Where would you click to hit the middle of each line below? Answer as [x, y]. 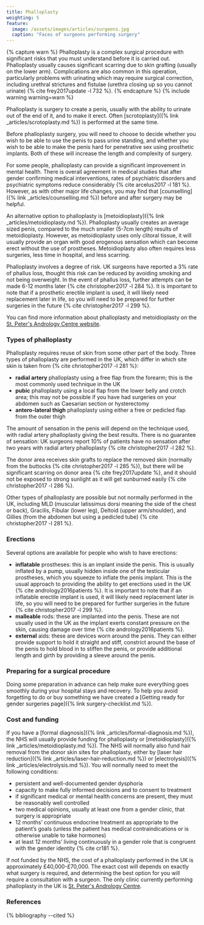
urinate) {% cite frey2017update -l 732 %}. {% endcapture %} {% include [98, 91]
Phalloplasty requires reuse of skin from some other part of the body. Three [101, 353]
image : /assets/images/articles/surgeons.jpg [71, 29]
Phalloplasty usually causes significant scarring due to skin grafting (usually [101, 65]
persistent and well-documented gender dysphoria [79, 783]
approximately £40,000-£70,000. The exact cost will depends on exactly [98, 866]
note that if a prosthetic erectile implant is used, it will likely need [87, 293]
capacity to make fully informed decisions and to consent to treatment [103, 790]
